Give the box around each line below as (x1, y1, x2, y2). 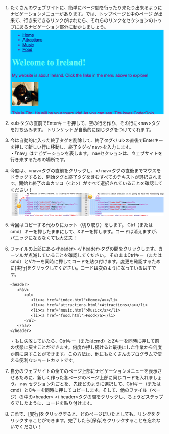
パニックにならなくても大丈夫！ (10, 235, 78, 241)
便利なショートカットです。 (19, 357, 77, 363)
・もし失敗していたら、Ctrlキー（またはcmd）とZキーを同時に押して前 (10, 338, 160, 344)
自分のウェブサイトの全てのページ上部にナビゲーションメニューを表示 (10, 368, 158, 374)
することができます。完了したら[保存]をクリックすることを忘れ (23, 417, 157, 424)
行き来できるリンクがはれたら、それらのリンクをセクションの (23, 17, 153, 23)
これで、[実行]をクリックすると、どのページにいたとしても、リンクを (10, 411, 156, 417)
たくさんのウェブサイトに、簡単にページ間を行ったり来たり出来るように (10, 5, 162, 10)
